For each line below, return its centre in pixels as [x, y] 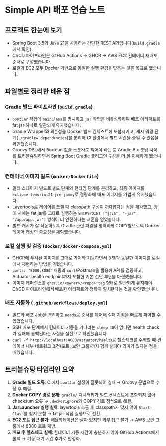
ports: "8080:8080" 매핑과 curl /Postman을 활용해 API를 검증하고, [78, 270]
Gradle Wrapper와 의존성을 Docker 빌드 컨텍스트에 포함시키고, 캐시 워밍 [83, 131]
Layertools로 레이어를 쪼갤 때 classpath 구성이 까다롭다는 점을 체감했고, [82, 207]
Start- [145, 408]
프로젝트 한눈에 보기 [34, 30]
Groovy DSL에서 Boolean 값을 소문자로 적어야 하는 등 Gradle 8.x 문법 [80, 149]
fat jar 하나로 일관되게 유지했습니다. [47, 125]
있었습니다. [23, 321]
